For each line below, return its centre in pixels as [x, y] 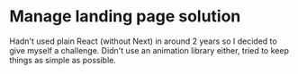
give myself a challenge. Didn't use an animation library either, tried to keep [149, 50]
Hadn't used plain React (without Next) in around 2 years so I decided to [143, 41]
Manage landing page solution [125, 16]
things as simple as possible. [63, 60]
